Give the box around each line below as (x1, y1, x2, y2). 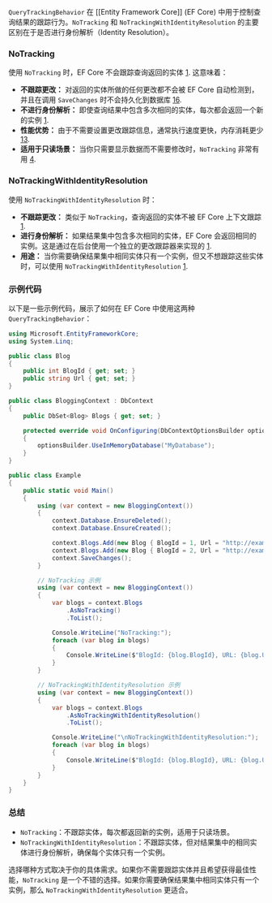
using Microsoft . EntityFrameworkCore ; (8, 330, 139, 338)
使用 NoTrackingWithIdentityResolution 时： (8, 194, 157, 205)
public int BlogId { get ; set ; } (23, 367, 136, 375)
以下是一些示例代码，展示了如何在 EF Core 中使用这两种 (8, 303, 196, 313)
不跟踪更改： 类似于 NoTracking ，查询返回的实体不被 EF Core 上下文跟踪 (19, 212, 261, 222)
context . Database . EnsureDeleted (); (51, 516, 172, 525)
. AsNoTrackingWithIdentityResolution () (66, 711, 201, 719)
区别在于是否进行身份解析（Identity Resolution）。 (8, 28, 174, 37)
